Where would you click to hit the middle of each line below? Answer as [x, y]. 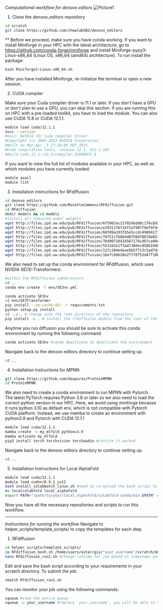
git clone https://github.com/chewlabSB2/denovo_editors [64, 30]
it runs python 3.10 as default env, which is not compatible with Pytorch [76, 408]
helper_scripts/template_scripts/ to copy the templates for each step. [74, 529]
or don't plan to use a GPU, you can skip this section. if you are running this [80, 108]
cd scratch [16, 26]
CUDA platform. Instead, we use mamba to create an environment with [76, 413]
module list [17, 182]
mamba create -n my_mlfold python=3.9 [44, 432]
